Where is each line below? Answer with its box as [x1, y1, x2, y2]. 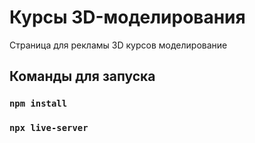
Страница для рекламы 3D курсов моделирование [9, 39, 228, 51]
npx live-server [9, 122, 89, 134]
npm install [9, 98, 68, 110]
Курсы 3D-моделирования [9, 6, 246, 29]
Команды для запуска [9, 68, 156, 85]
